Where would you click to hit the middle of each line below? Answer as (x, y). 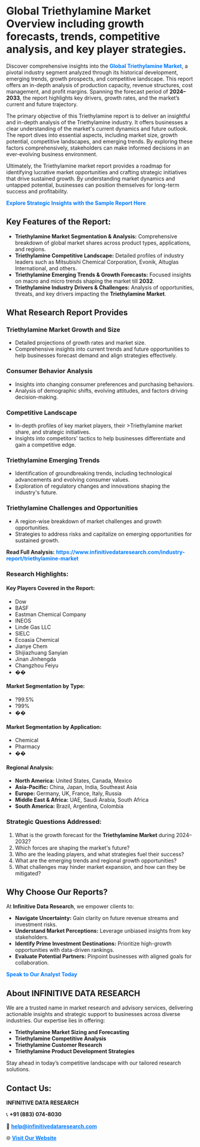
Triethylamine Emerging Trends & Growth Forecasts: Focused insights (103, 274)
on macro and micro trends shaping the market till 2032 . (84, 281)
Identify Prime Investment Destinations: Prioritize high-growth (93, 943)
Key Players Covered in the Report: (51, 588)
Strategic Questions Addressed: (54, 822)
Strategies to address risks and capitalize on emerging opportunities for (103, 534)
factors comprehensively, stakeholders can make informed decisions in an (98, 148)
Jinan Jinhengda (35, 659)
